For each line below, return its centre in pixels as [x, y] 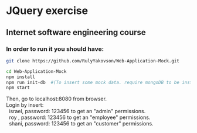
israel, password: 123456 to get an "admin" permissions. [77, 111]
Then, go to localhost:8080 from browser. [57, 99]
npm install [21, 77]
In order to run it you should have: [55, 49]
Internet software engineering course [76, 32]
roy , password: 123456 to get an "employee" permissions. [79, 117]
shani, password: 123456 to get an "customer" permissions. [81, 124]
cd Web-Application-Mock [36, 71]
